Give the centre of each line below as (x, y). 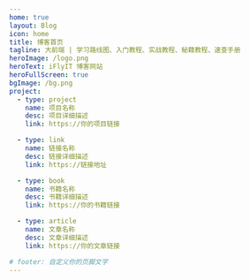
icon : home (29, 34)
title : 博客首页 (36, 42)
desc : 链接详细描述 (57, 156)
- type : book (41, 181)
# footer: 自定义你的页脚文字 (59, 261)
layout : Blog (33, 26)
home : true (29, 17)
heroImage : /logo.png (49, 58)
